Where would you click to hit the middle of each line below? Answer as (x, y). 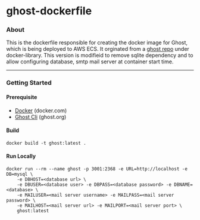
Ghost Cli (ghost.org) (40, 117)
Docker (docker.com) (41, 110)
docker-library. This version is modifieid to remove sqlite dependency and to (100, 56)
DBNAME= (184, 185)
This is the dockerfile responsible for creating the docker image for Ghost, (97, 42)
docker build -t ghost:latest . (46, 143)
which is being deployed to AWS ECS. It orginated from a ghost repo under (98, 49)
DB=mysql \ (20, 175)
